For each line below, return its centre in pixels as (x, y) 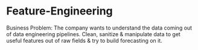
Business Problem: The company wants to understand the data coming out (99, 28)
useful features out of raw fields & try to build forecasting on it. (85, 40)
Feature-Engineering (59, 11)
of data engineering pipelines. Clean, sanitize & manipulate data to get (94, 34)
